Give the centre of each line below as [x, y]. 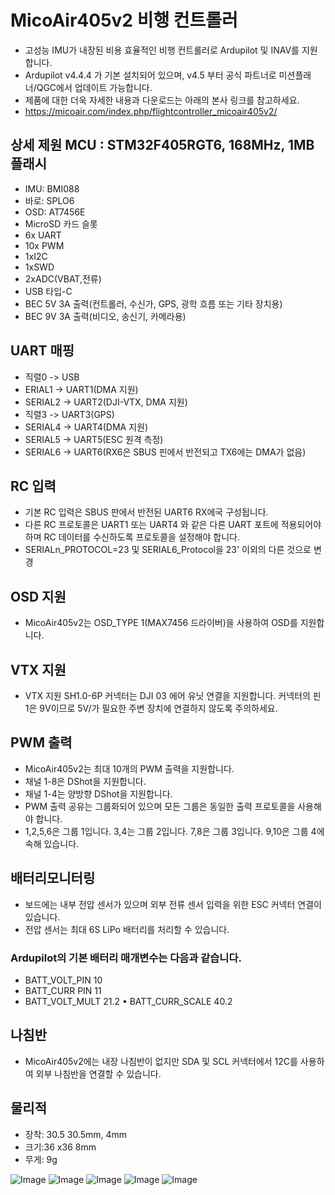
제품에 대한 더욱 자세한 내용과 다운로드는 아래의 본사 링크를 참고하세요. [162, 100]
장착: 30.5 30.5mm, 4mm [76, 1134]
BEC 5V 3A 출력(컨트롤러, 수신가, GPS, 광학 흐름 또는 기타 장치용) [153, 303]
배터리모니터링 [53, 878]
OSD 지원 [38, 596]
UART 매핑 [42, 351]
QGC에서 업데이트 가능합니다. [94, 87]
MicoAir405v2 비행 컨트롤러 [124, 20]
